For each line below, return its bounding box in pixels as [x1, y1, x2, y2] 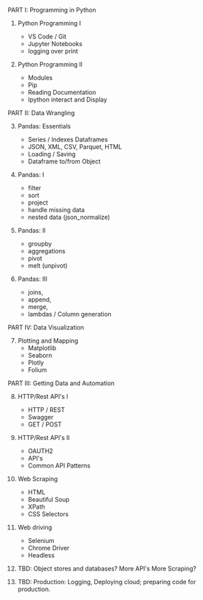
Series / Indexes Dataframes [27, 135, 108, 143]
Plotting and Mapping [17, 336, 79, 345]
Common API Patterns [27, 461, 91, 470]
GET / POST [27, 420, 62, 428]
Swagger [27, 413, 54, 421]
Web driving [17, 523, 53, 531]
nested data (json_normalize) [27, 213, 110, 221]
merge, [27, 303, 49, 311]
